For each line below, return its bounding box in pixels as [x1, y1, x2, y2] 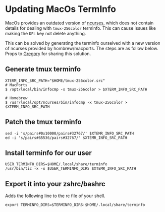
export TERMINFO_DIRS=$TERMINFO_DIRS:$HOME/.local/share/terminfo [5, 203, 145, 208]
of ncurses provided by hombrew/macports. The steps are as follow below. [5, 45, 159, 51]
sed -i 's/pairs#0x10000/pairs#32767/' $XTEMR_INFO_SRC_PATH [5, 131, 134, 136]
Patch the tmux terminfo [5, 118, 82, 126]
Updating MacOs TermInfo [5, 3, 116, 15]
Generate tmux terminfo [5, 65, 81, 73]
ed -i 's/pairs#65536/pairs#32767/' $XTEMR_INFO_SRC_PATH [5, 135, 127, 140]
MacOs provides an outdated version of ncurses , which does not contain [5, 20, 154, 26]
